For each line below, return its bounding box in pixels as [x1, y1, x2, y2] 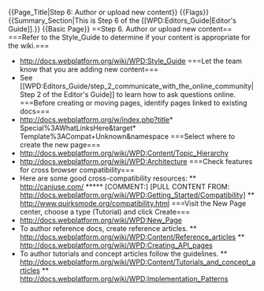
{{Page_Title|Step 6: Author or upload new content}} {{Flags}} [8, 8, 210, 17]
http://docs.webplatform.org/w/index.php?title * [19, 115, 173, 124]
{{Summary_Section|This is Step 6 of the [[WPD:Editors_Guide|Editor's [8, 16, 236, 25]
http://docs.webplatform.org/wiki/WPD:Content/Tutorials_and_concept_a [19, 257, 256, 267]
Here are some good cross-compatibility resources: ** [19, 173, 197, 183]
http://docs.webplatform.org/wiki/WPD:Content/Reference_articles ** [19, 233, 245, 241]
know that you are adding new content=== [19, 65, 159, 74]
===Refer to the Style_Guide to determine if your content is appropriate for [8, 32, 251, 42]
